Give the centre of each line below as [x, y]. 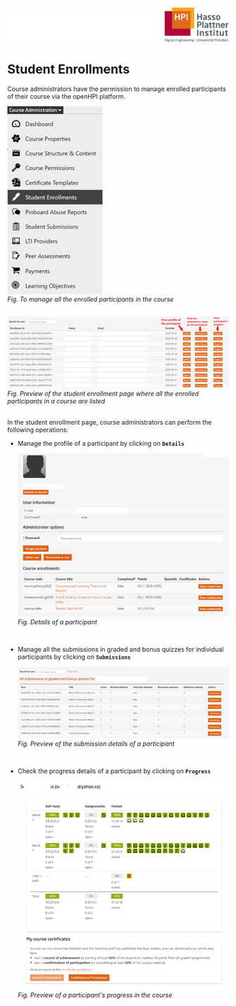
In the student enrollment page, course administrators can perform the [110, 422]
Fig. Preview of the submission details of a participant [96, 744]
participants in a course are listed [56, 401]
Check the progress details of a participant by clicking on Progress [114, 771]
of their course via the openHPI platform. [67, 96]
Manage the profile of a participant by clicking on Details [101, 443]
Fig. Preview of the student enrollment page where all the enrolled [103, 393]
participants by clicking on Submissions [74, 657]
